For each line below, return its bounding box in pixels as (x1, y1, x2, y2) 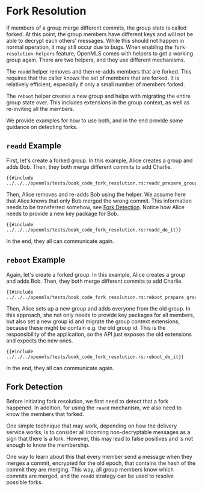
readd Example (6, 140, 62, 151)
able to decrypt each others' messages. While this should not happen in (6, 37, 185, 44)
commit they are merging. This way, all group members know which (6, 466, 174, 473)
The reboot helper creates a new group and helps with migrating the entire (6, 92, 191, 99)
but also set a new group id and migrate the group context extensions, (6, 318, 180, 325)
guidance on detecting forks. (6, 123, 78, 130)
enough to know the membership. (6, 441, 90, 449)
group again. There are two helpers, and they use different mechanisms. (6, 56, 185, 63)
